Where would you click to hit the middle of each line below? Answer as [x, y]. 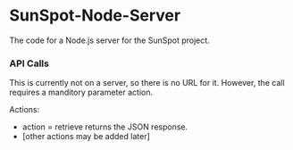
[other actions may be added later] [86, 137]
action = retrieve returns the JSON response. [105, 127]
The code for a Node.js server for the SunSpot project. [109, 40]
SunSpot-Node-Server [95, 16]
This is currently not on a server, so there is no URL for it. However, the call [147, 83]
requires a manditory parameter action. [81, 92]
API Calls [29, 63]
